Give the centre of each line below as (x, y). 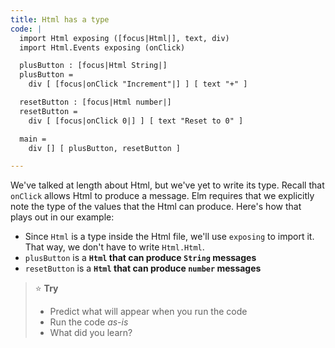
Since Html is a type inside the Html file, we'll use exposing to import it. (169, 237)
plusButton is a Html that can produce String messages (140, 258)
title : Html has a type (60, 19)
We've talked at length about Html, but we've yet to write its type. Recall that (167, 185)
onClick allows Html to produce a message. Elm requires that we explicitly (162, 196)
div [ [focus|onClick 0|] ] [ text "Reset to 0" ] (136, 121)
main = (33, 139)
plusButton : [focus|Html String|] (93, 66)
